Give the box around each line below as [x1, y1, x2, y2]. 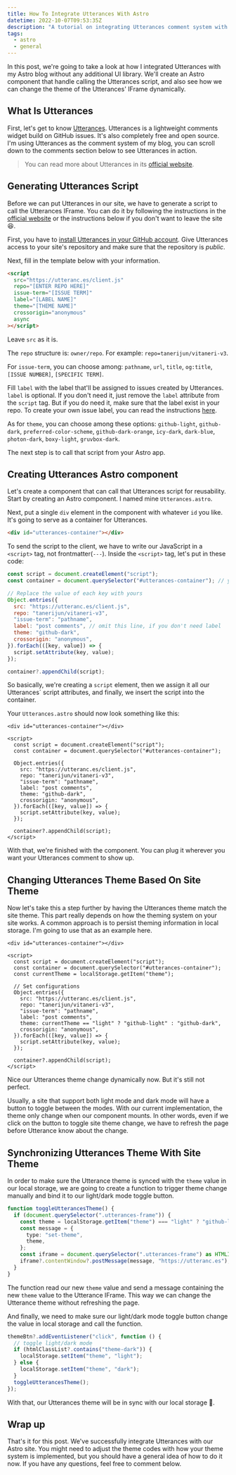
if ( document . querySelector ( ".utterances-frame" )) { [13, 1212, 171, 1219]
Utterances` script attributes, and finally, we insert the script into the [7, 688, 205, 697]
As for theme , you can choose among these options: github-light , [7, 420, 198, 428]
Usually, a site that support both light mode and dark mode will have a [7, 1096, 209, 1105]
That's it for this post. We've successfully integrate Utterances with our [7, 1437, 214, 1445]
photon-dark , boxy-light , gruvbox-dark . [7, 434, 121, 443]
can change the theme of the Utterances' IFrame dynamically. [7, 85, 186, 93]
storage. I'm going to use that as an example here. [7, 927, 152, 935]
